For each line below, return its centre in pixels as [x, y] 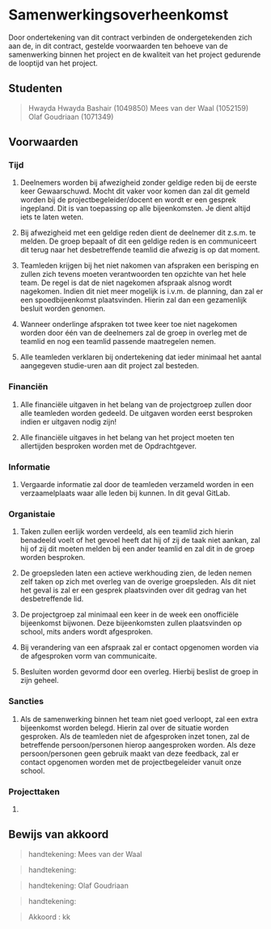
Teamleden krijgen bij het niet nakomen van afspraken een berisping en [139, 265]
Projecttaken [34, 791]
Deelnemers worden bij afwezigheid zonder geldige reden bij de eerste [138, 183]
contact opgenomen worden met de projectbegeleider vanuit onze [131, 761]
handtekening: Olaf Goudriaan [78, 885]
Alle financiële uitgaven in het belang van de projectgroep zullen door [136, 404]
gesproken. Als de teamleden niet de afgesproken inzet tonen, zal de [135, 736]
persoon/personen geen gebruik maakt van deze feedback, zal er [129, 753]
